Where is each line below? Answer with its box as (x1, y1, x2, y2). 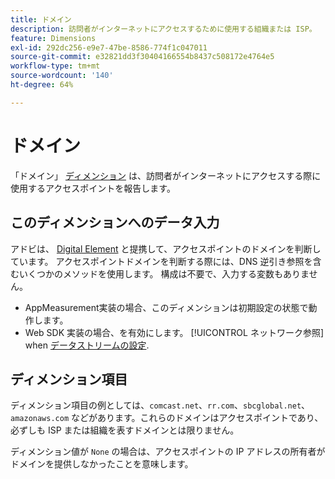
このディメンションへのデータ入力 (10, 214, 220, 231)
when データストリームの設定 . (24, 339, 150, 351)
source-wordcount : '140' (10, 71, 114, 81)
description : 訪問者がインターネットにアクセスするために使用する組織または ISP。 (10, 24, 317, 34)
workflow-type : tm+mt (10, 61, 101, 71)
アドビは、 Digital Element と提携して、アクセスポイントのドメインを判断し (10, 242, 322, 255)
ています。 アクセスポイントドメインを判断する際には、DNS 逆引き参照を (10, 255, 313, 267)
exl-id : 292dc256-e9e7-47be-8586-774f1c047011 (10, 42, 208, 53)
